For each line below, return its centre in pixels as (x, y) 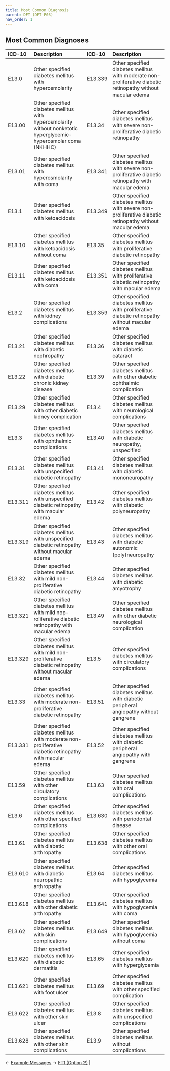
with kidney (47, 316)
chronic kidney (51, 383)
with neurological (133, 411)
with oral (123, 788)
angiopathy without (135, 712)
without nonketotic (56, 129)
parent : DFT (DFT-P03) (29, 15)
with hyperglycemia (136, 965)
